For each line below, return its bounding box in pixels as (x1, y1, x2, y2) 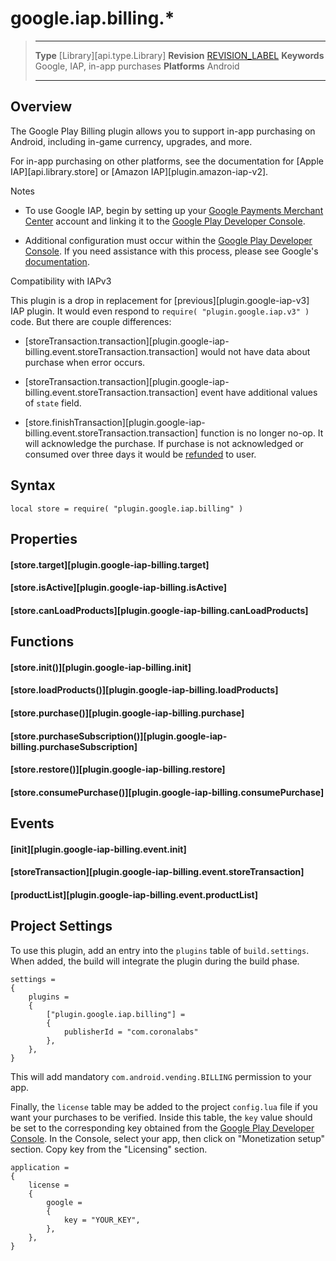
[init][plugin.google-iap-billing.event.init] (10, 843, 187, 855)
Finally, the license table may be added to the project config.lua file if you (10, 1100, 318, 1112)
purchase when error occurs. (24, 356, 146, 368)
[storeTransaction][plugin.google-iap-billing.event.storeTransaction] (10, 866, 305, 878)
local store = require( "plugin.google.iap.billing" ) (10, 503, 244, 514)
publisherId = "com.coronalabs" (63, 1027, 199, 1037)
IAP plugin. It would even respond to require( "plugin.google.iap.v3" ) (10, 305, 310, 317)
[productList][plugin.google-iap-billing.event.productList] (10, 888, 258, 901)
